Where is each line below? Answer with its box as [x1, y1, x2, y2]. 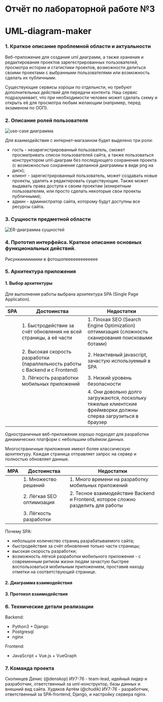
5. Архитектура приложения [5, 268, 76, 275]
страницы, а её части [21, 334, 72, 341]
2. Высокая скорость [21, 348, 72, 355]
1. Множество [23, 475, 57, 482]
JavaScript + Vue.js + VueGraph [12, 653, 77, 659]
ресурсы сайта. [12, 203, 45, 210]
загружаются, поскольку [87, 394, 147, 401]
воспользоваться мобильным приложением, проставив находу [12, 563, 145, 569]
